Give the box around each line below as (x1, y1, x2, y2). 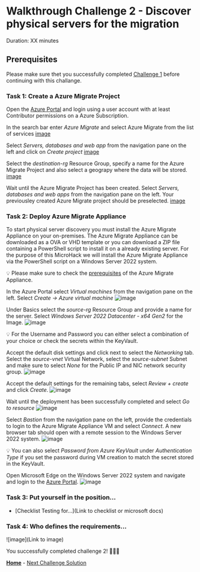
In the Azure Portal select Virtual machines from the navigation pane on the (6, 288, 193, 295)
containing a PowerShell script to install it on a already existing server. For (6, 245, 189, 253)
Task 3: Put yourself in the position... (6, 493, 116, 501)
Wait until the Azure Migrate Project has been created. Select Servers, (6, 184, 180, 192)
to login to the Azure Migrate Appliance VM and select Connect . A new (6, 423, 181, 430)
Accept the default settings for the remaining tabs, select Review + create (6, 380, 189, 387)
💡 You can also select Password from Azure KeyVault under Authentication (6, 447, 192, 454)
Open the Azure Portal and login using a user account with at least (6, 105, 171, 113)
